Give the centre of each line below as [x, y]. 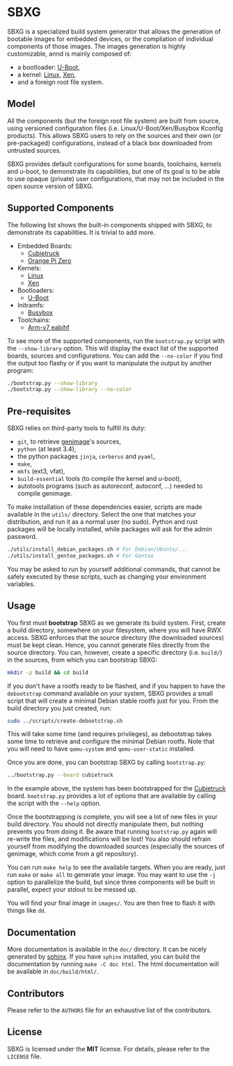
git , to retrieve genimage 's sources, [69, 442]
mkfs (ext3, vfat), [41, 471]
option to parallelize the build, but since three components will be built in [111, 882]
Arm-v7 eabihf [48, 327]
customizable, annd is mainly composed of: [70, 54]
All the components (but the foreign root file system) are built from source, [114, 121]
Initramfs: [31, 305]
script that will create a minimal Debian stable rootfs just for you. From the [113, 701]
